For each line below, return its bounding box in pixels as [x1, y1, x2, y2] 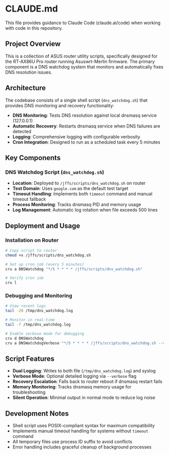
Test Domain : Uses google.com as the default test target [12, 185, 129, 191]
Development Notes [5, 409, 69, 418]
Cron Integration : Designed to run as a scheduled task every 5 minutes [12, 139, 160, 145]
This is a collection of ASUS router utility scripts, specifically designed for [5, 53, 157, 59]
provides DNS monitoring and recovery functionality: [5, 102, 115, 108]
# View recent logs [5, 303, 46, 309]
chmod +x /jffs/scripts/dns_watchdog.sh [5, 252, 92, 257]
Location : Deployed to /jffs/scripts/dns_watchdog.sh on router [12, 180, 146, 186]
